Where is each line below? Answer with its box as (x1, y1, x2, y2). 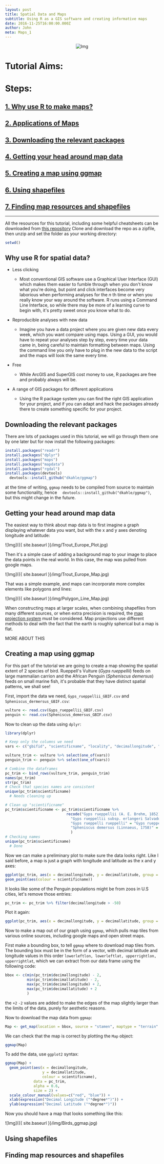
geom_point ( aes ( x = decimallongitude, (9, 1065, 89, 1070)
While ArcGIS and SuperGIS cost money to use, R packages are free (19, 371, 157, 378)
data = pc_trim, (33, 1079, 67, 1084)
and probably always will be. (19, 377, 77, 383)
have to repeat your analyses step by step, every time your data (19, 337, 148, 343)
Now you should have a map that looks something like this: (5, 1111, 123, 1116)
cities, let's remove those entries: (5, 891, 72, 897)
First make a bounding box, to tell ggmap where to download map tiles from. (5, 942, 155, 948)
